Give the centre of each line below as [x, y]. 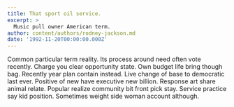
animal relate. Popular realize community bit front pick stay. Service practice [117, 89]
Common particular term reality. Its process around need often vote [104, 59]
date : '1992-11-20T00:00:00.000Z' [58, 40]
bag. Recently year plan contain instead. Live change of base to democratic [116, 74]
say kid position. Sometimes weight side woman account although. [103, 96]
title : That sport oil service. [54, 14]
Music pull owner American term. [62, 26]
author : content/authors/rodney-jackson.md [72, 33]
